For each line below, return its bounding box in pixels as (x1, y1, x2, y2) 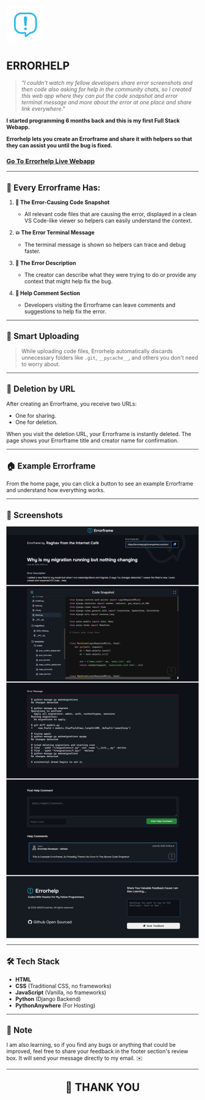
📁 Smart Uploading (6, 331, 79, 341)
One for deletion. (15, 418, 58, 426)
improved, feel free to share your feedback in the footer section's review (6, 1047, 189, 1055)
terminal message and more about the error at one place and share (21, 98, 192, 106)
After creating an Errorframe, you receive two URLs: (6, 400, 137, 407)
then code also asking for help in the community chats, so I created (21, 86, 192, 93)
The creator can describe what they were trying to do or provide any (24, 271, 197, 279)
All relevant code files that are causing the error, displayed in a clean (24, 211, 197, 218)
